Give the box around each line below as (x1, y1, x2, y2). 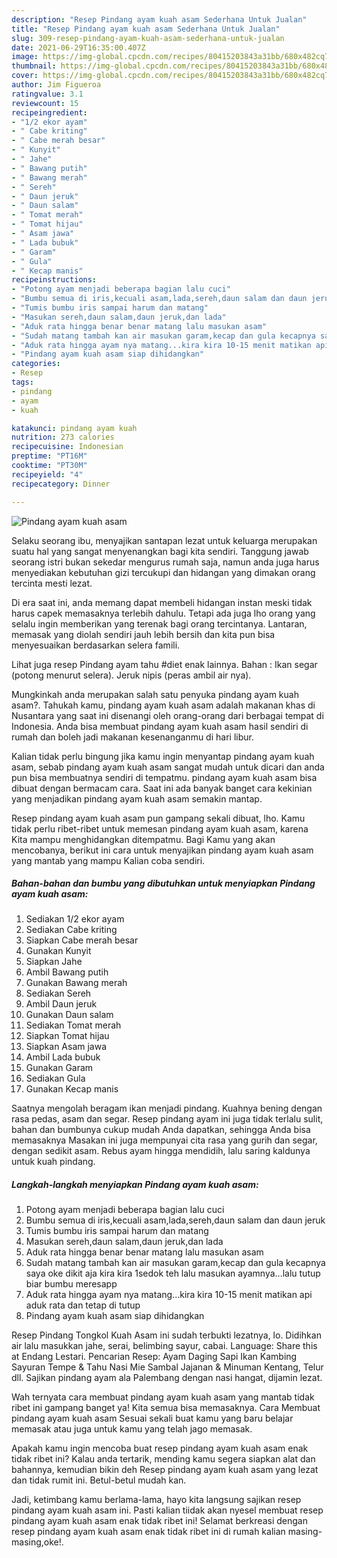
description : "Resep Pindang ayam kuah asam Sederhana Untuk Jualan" (11, 14, 308, 25)
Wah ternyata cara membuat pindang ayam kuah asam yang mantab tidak (11, 1391, 315, 1403)
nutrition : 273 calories (11, 432, 115, 443)
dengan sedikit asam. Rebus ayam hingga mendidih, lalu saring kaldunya (11, 1145, 311, 1157)
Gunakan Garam (25, 1062, 94, 1074)
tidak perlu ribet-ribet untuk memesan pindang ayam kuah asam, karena (11, 822, 309, 835)
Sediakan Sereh (25, 987, 92, 1000)
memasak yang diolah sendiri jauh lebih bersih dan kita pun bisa (11, 628, 276, 640)
